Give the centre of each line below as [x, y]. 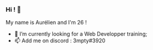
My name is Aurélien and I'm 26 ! [46, 23]
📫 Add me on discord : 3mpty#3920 [60, 40]
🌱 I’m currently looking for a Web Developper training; [81, 34]
